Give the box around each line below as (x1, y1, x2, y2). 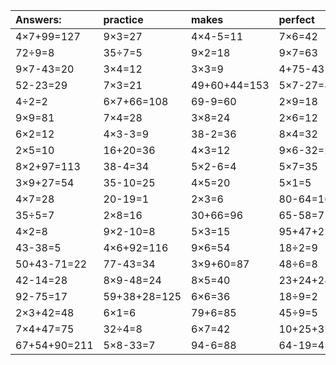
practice (103, 13, 144, 26)
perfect (278, 13, 315, 26)
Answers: (15, 13, 62, 26)
